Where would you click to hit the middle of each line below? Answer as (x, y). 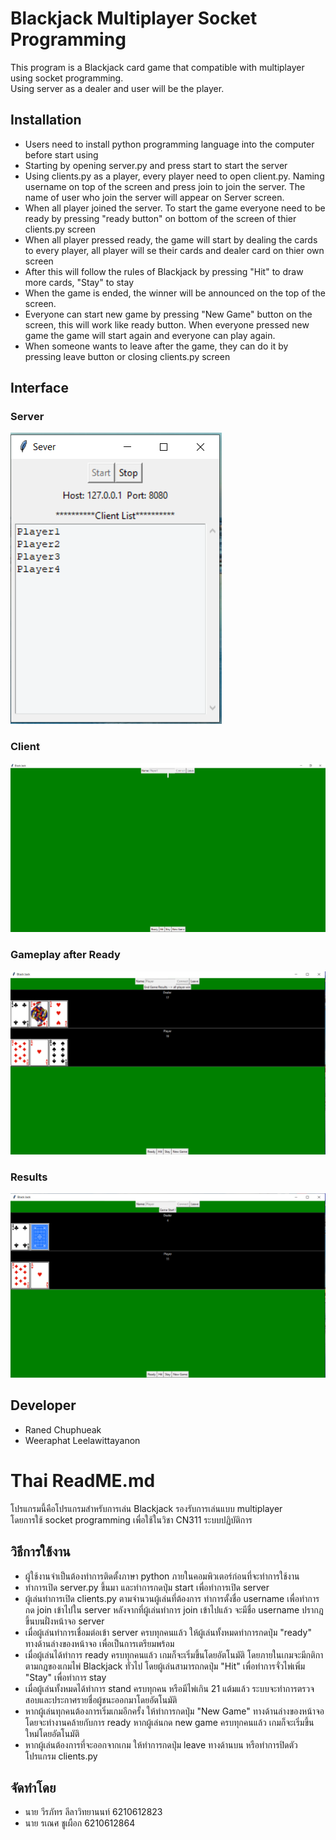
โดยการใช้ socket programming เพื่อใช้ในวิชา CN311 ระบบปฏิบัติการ (131, 1519)
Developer (43, 1405)
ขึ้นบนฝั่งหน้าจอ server (64, 1621)
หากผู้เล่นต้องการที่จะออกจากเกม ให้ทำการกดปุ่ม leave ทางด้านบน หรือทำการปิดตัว (161, 1744)
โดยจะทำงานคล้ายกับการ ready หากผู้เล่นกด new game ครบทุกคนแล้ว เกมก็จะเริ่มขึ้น (169, 1722)
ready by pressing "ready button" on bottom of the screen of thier (160, 218)
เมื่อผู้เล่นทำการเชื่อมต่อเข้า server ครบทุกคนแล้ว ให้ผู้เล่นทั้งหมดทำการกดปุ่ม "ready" (168, 1632)
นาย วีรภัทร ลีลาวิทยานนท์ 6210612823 (93, 1812)
